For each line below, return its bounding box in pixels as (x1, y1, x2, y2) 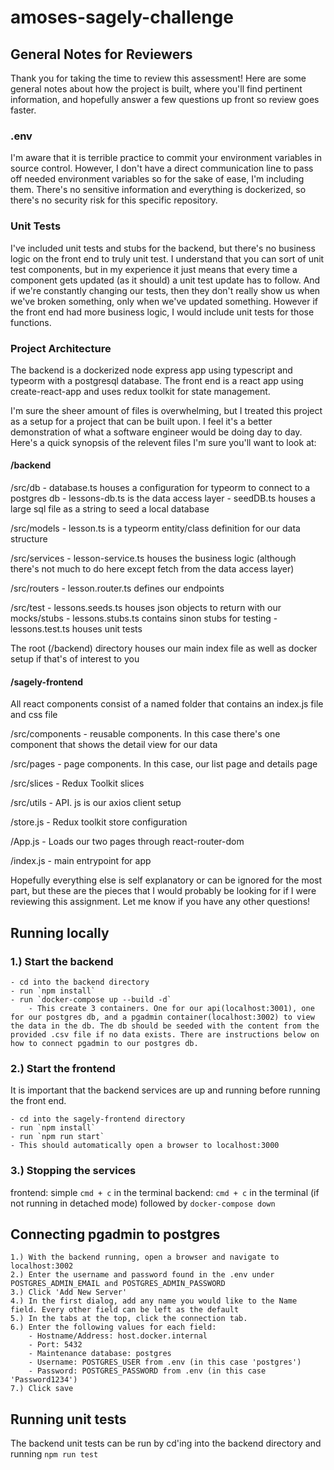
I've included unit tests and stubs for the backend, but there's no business (10, 242, 316, 254)
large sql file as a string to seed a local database (10, 503, 210, 515)
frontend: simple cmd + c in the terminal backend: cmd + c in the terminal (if (10, 1186, 320, 1198)
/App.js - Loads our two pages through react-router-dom (10, 836, 245, 848)
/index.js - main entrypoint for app (10, 855, 152, 867)
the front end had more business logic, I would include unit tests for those (10, 306, 315, 318)
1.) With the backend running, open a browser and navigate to (10, 1252, 280, 1263)
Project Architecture (10, 341, 112, 355)
